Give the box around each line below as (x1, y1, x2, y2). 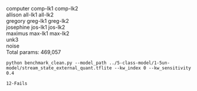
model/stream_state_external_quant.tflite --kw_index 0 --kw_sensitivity (6, 65, 192, 71)
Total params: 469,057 (6, 49, 61, 55)
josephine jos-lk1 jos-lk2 (6, 23, 65, 31)
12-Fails (6, 80, 28, 86)
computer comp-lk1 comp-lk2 (6, 5, 78, 12)
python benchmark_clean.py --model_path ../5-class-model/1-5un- (6, 60, 170, 66)
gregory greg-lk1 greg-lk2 (6, 18, 70, 24)
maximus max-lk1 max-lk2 (6, 30, 70, 37)
